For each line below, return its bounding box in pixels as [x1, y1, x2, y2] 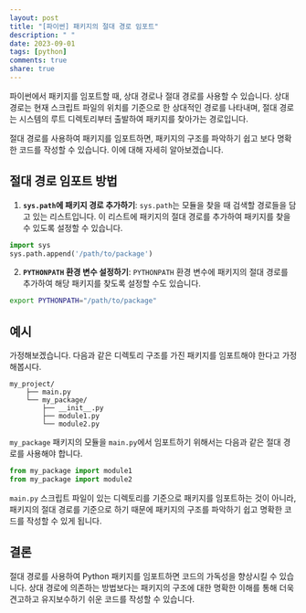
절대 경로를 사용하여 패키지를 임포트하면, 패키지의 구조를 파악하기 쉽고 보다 [9, 132, 276, 143]
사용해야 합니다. [26, 449, 83, 460]
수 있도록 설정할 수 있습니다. [22, 222, 123, 233]
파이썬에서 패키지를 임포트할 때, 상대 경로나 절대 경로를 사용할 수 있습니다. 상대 [9, 90, 290, 101]
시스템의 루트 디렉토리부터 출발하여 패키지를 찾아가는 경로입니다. [18, 113, 248, 124]
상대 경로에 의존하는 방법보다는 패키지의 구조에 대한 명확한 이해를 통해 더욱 [28, 582, 295, 593]
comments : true [9, 56, 68, 65]
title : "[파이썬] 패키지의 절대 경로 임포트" [9, 22, 159, 31]
